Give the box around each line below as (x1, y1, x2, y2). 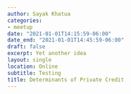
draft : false (7, 43, 46, 50)
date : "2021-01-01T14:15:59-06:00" (7, 30, 112, 37)
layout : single (7, 57, 52, 64)
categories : (7, 17, 42, 24)
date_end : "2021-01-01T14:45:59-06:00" (7, 37, 125, 44)
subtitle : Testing (7, 69, 61, 76)
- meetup (7, 23, 33, 30)
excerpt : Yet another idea (7, 50, 87, 57)
